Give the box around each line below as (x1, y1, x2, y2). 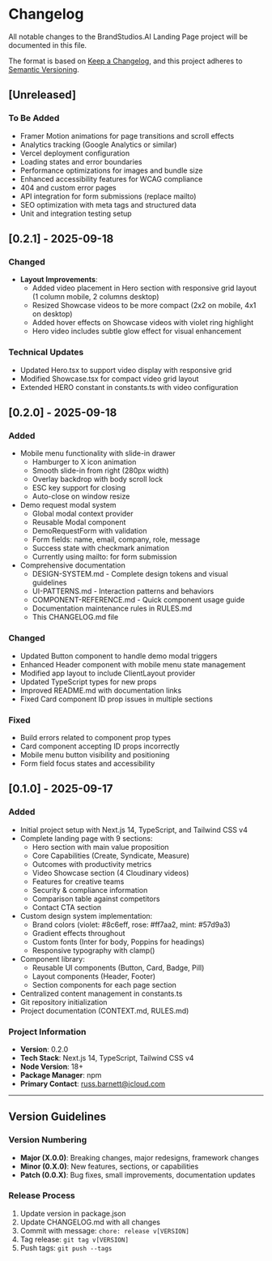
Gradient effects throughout (32, 928, 125, 937)
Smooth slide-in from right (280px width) (32, 465, 169, 475)
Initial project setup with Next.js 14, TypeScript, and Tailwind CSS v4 (19, 825, 249, 834)
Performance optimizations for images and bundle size (19, 165, 203, 175)
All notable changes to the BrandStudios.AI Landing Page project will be (8, 32, 249, 41)
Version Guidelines (8, 1110, 107, 1124)
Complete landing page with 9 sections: (19, 833, 153, 843)
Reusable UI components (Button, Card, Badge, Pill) (32, 963, 205, 972)
